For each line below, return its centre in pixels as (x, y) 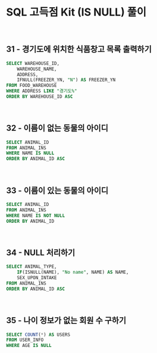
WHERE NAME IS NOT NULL (36, 215)
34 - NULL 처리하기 (41, 253)
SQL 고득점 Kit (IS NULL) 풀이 (76, 12)
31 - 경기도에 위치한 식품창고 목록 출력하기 (79, 49)
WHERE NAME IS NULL (30, 153)
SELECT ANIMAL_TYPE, (32, 267)
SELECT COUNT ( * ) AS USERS (38, 335)
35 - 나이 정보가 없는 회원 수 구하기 (66, 321)
